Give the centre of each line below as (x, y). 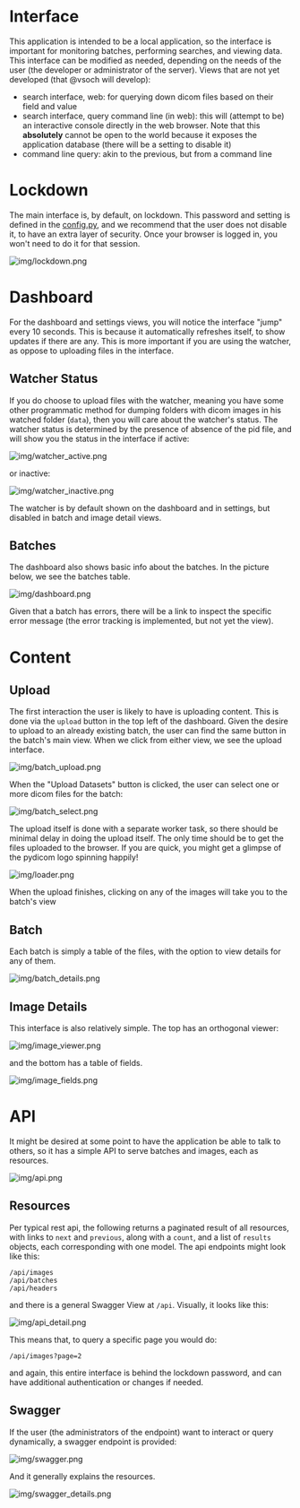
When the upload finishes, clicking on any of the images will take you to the (149, 892)
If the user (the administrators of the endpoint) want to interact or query (141, 1432)
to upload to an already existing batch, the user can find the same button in (148, 731)
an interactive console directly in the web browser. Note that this (141, 125)
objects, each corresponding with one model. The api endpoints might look (148, 1246)
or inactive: (30, 473)
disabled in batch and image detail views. (86, 517)
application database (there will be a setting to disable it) (127, 144)
